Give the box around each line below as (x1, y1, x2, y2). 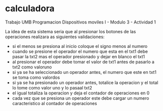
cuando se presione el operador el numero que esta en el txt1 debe (12, 48, 148, 54)
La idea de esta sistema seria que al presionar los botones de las (5, 28, 136, 34)
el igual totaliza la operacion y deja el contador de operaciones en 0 (12, 90, 150, 96)
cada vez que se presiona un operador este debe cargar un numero (12, 95, 149, 101)
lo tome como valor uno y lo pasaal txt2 (12, 85, 92, 90)
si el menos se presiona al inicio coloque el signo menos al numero (12, 43, 148, 49)
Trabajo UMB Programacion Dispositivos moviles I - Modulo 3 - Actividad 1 (5, 19, 156, 25)
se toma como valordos (12, 74, 60, 80)
